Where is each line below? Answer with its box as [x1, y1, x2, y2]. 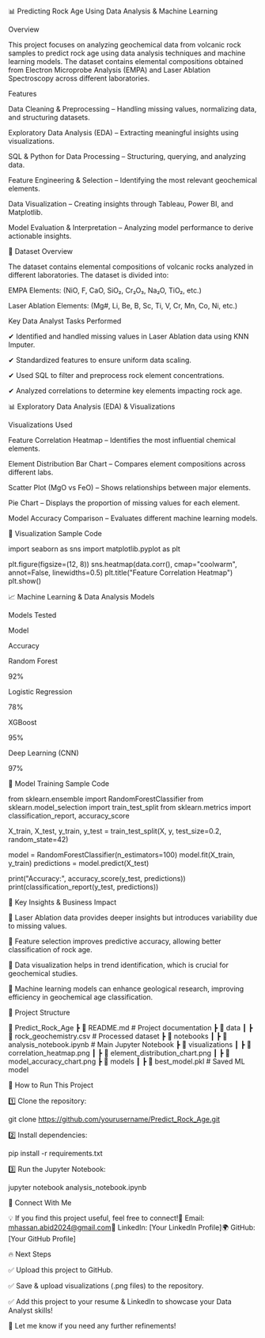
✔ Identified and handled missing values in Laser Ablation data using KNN [8, 331, 249, 341]
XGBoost [8, 718, 37, 727]
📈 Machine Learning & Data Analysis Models [8, 592, 155, 601]
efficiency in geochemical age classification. [8, 992, 153, 1002]
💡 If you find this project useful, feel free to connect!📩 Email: [8, 1213, 205, 1223]
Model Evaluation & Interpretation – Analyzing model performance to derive [8, 223, 254, 232]
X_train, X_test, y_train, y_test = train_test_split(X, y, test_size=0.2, [8, 826, 221, 836]
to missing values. [8, 921, 67, 931]
